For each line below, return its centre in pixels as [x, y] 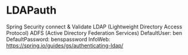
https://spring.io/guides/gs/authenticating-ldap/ [65, 46]
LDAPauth [32, 10]
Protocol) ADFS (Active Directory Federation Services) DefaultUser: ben [94, 33]
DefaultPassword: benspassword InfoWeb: [58, 39]
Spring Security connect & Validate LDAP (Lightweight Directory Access [94, 27]
